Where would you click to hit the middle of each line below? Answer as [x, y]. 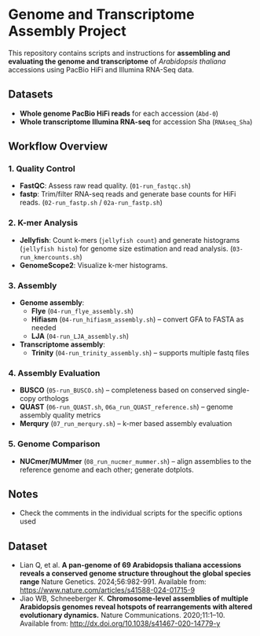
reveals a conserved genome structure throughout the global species [135, 574]
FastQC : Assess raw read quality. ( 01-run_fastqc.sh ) [105, 186]
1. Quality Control [42, 169]
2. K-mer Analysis [43, 223]
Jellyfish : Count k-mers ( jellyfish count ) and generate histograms [130, 240]
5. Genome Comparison [54, 444]
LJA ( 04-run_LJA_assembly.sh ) [80, 336]
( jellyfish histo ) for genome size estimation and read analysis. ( [126, 248]
